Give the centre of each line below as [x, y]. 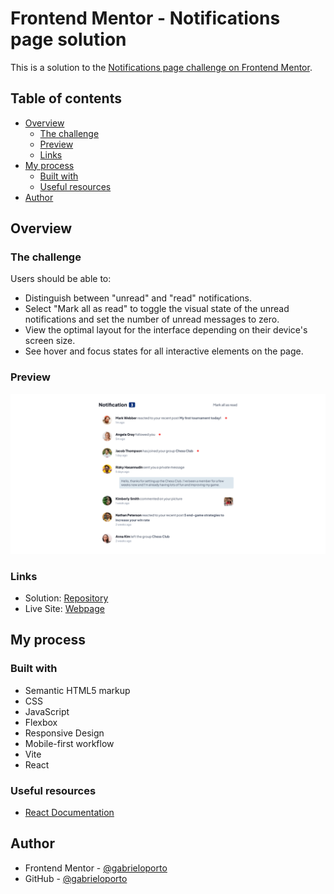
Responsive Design [64, 733]
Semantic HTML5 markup [77, 690]
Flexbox [41, 722]
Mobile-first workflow [69, 743]
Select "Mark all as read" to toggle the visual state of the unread [157, 309]
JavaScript [47, 711]
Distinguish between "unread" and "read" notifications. [138, 298]
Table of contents [66, 98]
